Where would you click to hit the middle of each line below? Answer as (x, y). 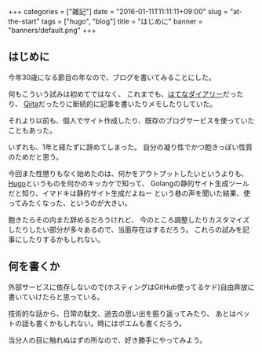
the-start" (24, 21)
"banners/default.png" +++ (52, 30)
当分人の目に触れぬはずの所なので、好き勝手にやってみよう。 (107, 339)
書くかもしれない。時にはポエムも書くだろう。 (111, 323)
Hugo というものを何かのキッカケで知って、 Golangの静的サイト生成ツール (129, 183)
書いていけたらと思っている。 (56, 296)
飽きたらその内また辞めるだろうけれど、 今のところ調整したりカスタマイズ (129, 219)
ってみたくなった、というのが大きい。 (70, 203)
